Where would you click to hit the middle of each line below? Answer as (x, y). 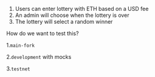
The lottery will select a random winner (64, 22)
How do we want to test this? (43, 33)
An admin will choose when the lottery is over (72, 15)
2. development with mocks (39, 57)
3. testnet (18, 69)
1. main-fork (21, 45)
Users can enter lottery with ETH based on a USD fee (82, 9)
